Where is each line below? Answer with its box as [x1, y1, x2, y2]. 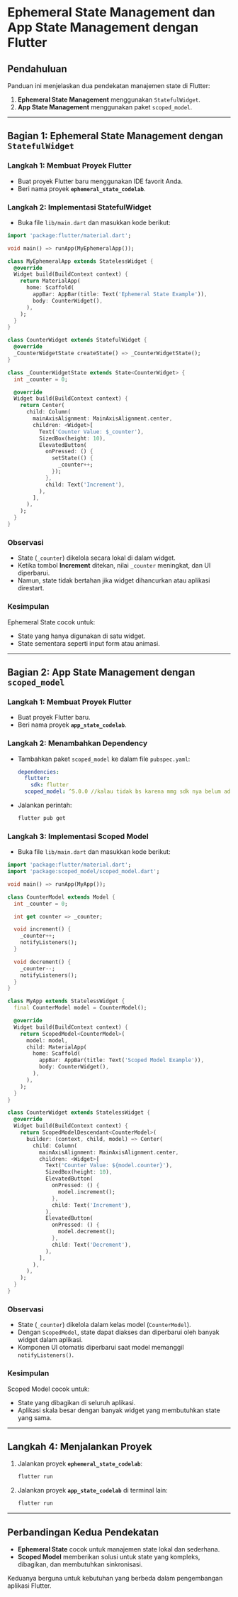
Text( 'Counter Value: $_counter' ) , [38, 428, 144, 435]
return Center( [20, 402, 65, 409]
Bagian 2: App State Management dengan [7, 666, 195, 678]
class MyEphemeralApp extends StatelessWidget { [7, 257, 154, 265]
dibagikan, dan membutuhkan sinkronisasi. [17, 1560, 143, 1569]
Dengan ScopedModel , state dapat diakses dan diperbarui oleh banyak [17, 1328, 220, 1336]
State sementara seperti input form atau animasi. [17, 639, 161, 647]
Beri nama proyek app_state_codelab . [17, 720, 127, 729]
